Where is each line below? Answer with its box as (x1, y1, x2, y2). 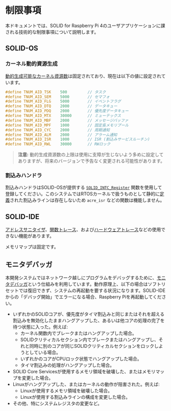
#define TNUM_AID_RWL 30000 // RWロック (5, 141, 111, 147)
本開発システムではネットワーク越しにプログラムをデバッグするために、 (5, 275, 157, 281)
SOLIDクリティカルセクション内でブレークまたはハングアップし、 (20, 336, 159, 343)
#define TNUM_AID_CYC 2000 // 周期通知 (5, 127, 110, 133)
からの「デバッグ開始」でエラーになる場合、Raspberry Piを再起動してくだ (5, 294, 162, 300)
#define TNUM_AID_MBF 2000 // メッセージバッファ (5, 118, 129, 123)
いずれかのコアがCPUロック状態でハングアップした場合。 (20, 356, 142, 362)
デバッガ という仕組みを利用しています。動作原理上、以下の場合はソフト (9, 281, 162, 287)
